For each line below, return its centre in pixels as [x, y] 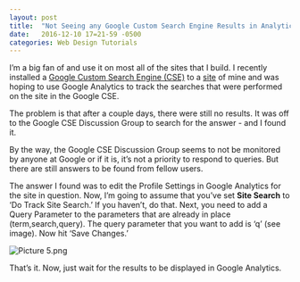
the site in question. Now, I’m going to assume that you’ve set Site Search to [150, 195]
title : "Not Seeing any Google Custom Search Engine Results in [133, 26]
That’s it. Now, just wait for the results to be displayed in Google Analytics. [146, 268]
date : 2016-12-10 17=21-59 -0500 [75, 34]
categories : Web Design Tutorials [74, 42]
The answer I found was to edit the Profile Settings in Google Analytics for [145, 186]
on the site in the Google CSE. [64, 96]
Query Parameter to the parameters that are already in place [120, 214]
